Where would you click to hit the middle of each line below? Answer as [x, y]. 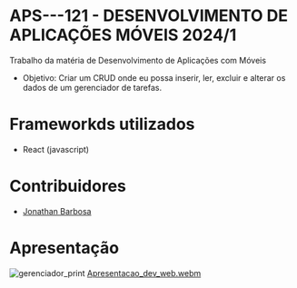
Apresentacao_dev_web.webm [144, 273]
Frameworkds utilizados [102, 124]
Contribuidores [68, 186]
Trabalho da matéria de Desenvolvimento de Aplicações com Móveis [138, 60]
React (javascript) [55, 149]
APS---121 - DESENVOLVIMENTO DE [149, 16]
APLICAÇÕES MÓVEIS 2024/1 [123, 35]
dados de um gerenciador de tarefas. [92, 87]
